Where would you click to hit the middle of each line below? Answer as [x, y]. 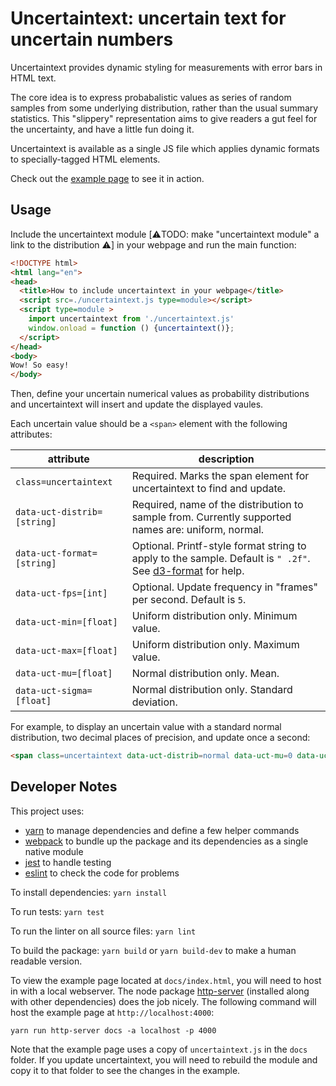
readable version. [46, 961]
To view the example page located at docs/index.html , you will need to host [166, 980]
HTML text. [33, 78]
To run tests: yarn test [57, 911]
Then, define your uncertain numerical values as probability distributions [160, 394]
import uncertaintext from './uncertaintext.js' [131, 319]
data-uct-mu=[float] [64, 673]
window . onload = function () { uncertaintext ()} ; [131, 328]
